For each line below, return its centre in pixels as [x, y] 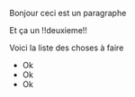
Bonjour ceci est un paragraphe [68, 13]
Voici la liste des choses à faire [67, 48]
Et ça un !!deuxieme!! [49, 30]
